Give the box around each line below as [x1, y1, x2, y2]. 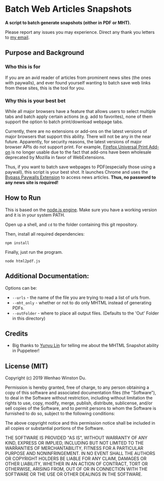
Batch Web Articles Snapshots [5, 3, 132, 15]
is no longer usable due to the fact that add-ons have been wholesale [11, 149, 152, 155]
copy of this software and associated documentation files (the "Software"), [5, 390, 157, 396]
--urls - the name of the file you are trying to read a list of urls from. [12, 294, 151, 300]
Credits [5, 329, 28, 338]
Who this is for [5, 63, 41, 70]
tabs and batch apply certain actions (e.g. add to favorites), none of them [5, 113, 153, 119]
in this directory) [12, 315, 46, 321]
